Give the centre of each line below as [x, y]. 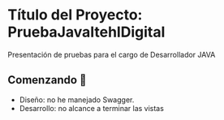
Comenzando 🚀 [47, 80]
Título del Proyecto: [75, 15]
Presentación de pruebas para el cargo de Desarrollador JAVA [112, 54]
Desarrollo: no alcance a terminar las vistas [91, 108]
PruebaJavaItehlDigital [86, 32]
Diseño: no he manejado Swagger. [77, 100]
